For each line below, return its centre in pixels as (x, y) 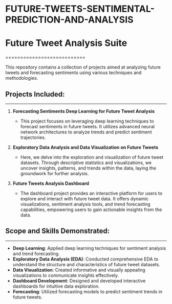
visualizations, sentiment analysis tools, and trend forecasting (85, 204)
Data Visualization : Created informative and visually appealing (79, 270)
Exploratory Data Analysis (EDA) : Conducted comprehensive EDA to (85, 259)
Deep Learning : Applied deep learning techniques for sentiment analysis (89, 248)
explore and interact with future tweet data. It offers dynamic (84, 198)
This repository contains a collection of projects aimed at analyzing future (83, 67)
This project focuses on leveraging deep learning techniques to (87, 121)
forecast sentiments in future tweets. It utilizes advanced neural (88, 126)
